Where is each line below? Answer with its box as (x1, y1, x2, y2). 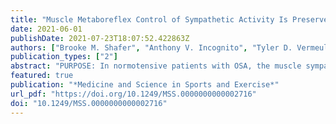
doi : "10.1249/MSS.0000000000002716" (10, 98, 168, 108)
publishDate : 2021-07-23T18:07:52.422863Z (10, 33, 190, 43)
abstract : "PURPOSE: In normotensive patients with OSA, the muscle (10, 61, 302, 71)
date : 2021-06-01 (10, 24, 83, 34)
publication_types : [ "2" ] (10, 52, 118, 62)
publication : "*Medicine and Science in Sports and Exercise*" (10, 80, 280, 90)
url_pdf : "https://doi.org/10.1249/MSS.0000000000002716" (10, 89, 257, 99)
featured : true (10, 71, 74, 81)
